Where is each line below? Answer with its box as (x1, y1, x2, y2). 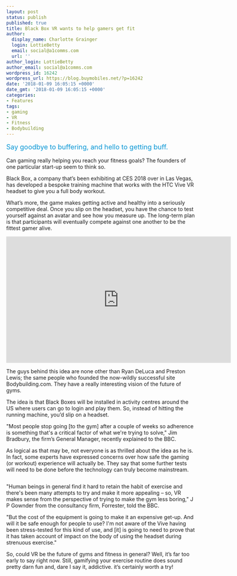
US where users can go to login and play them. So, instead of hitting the (6, 405, 184, 412)
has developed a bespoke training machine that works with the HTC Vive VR (6, 181, 195, 188)
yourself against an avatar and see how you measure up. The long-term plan (6, 212, 195, 219)
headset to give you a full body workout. (6, 188, 106, 194)
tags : (6, 103, 20, 109)
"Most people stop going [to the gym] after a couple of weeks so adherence (6, 423, 194, 429)
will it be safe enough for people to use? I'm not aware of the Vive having (6, 520, 187, 527)
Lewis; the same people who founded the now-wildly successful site (6, 374, 175, 381)
